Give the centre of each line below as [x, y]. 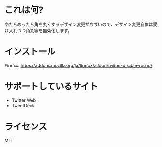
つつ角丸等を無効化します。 [45, 30]
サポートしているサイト [51, 87]
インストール [30, 52]
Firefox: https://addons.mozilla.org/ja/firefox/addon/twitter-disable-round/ [78, 65]
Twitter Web [24, 100]
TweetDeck [23, 105]
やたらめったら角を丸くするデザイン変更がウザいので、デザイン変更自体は [79, 24]
